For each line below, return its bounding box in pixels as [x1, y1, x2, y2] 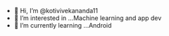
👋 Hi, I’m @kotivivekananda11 [13, 7, 99, 15]
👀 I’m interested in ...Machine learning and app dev [13, 14, 162, 22]
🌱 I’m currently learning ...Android [13, 21, 112, 29]
